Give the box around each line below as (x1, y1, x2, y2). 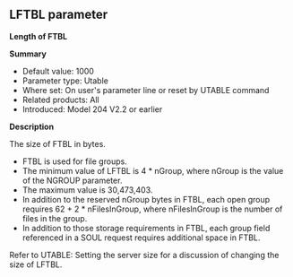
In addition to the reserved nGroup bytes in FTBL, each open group (22, 194, 271, 204)
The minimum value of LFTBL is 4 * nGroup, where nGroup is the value (22, 165, 284, 176)
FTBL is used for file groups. (22, 156, 127, 167)
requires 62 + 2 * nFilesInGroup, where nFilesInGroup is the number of (22, 203, 283, 214)
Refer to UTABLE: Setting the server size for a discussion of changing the (9, 249, 280, 260)
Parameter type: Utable (22, 75, 109, 86)
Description (9, 121, 55, 132)
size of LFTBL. (9, 259, 63, 270)
